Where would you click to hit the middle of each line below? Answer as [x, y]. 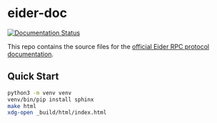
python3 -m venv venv [40, 93]
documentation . [31, 54]
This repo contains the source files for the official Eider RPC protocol [108, 46]
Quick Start [33, 76]
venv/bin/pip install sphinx [51, 100]
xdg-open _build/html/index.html [57, 113]
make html [22, 106]
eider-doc [37, 13]
